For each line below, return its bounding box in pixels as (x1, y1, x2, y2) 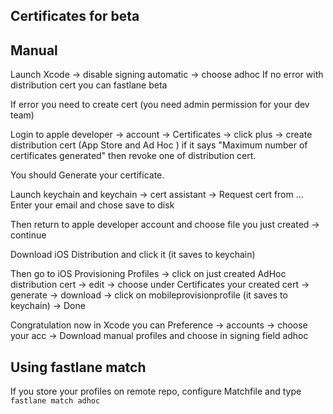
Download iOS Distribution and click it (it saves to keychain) (10, 249, 256, 261)
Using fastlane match (10, 359, 147, 376)
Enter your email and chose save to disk (10, 199, 175, 211)
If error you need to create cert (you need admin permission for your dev (10, 99, 310, 111)
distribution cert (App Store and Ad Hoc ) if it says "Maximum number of (10, 139, 308, 151)
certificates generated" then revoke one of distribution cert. (10, 150, 257, 162)
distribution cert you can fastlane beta (10, 79, 168, 91)
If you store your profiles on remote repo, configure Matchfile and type (10, 385, 302, 398)
